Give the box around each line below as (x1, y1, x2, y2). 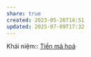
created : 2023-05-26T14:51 (6, 17, 85, 24)
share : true (6, 10, 41, 17)
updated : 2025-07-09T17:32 (6, 23, 85, 30)
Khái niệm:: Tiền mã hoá (6, 42, 76, 51)
